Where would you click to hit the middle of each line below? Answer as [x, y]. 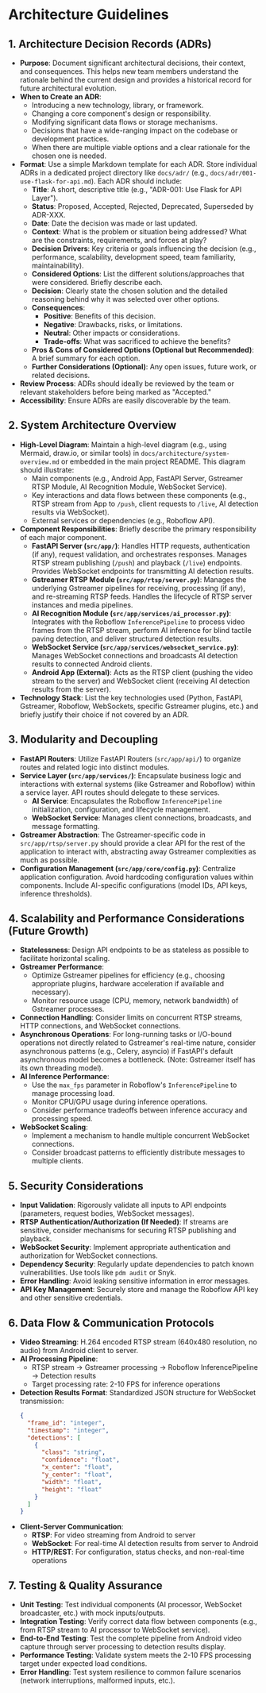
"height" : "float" [71, 1489]
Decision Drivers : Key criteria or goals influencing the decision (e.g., [144, 249]
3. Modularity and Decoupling [83, 740]
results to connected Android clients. [92, 664]
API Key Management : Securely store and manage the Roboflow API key [139, 1290]
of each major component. [63, 537]
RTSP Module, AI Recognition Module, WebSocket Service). [129, 487]
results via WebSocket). [70, 512]
